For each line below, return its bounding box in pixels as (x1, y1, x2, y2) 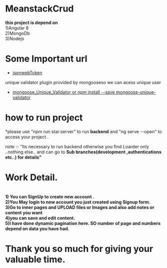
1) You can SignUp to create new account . (5, 193, 94, 199)
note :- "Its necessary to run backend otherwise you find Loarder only (5, 143, 149, 149)
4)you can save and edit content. (5, 215, 75, 221)
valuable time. (5, 253, 66, 265)
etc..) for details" (5, 154, 41, 160)
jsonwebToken (12, 70, 42, 76)
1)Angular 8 (5, 25, 29, 31)
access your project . (5, 134, 49, 140)
